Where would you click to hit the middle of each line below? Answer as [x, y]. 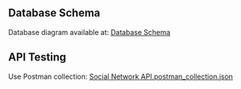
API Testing [37, 58]
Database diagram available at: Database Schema [89, 32]
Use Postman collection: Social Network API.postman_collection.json [121, 76]
